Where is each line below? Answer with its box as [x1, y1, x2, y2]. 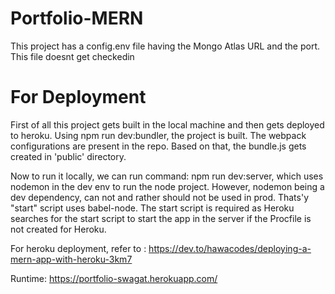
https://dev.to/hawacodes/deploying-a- [148, 242, 312, 254]
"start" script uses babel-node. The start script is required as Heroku [10, 202, 295, 214]
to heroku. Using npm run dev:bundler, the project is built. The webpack [10, 129, 307, 141]
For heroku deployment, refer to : [10, 242, 147, 254]
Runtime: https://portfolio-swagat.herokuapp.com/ [10, 272, 218, 284]
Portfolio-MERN [10, 7, 144, 30]
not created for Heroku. [10, 223, 107, 235]
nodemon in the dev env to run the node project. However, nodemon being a [10, 180, 325, 192]
